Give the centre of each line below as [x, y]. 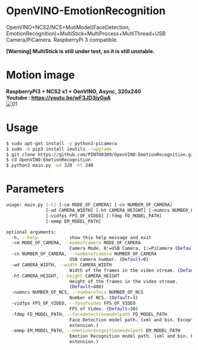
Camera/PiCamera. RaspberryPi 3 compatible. [62, 40]
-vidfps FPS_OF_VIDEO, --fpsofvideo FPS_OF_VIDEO [73, 303]
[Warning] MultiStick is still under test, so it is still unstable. [80, 51]
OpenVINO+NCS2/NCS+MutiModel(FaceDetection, [68, 27]
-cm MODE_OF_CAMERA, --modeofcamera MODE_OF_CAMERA [76, 243]
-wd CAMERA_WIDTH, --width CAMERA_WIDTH [62, 265]
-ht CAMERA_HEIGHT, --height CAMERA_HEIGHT [65, 276]
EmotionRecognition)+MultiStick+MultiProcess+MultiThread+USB [86, 33]
